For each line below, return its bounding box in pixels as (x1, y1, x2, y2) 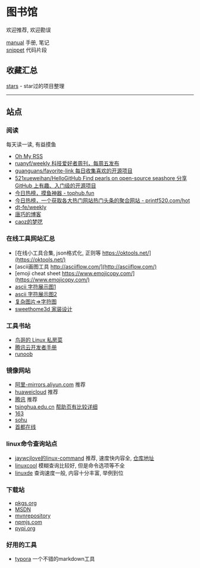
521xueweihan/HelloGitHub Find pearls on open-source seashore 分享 (14, 175, 187, 182)
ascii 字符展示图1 (14, 283, 57, 290)
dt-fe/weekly (14, 203, 46, 211)
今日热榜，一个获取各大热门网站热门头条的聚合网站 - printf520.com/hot (14, 197, 190, 204)
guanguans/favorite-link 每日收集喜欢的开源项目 (14, 167, 133, 174)
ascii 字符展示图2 (14, 290, 58, 297)
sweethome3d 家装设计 (14, 305, 73, 312)
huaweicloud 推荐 (14, 388, 58, 396)
